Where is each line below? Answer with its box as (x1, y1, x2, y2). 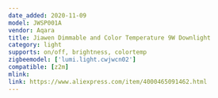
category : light (8, 41, 62, 49)
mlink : (8, 70, 30, 78)
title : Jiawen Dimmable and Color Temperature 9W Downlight (8, 33, 212, 42)
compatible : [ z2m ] (8, 63, 69, 71)
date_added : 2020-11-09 (8, 11, 87, 20)
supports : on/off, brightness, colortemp (8, 48, 147, 56)
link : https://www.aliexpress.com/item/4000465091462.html (8, 77, 208, 85)
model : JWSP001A (8, 19, 62, 27)
